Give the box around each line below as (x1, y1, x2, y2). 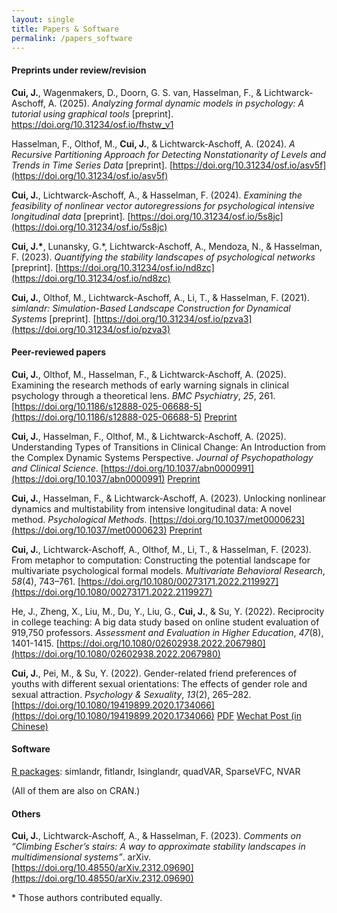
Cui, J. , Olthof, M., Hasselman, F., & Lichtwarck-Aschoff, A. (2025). (11, 368, 287, 380)
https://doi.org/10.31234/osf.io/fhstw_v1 (11, 118, 174, 130)
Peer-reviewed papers (11, 346, 107, 358)
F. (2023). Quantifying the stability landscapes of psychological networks (11, 251, 316, 263)
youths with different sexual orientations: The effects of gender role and (11, 677, 308, 690)
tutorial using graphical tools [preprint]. (11, 107, 174, 120)
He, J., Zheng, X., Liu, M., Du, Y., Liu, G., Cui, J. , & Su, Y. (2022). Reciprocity (11, 605, 325, 617)
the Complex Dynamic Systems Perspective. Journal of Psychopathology (11, 451, 314, 463)
